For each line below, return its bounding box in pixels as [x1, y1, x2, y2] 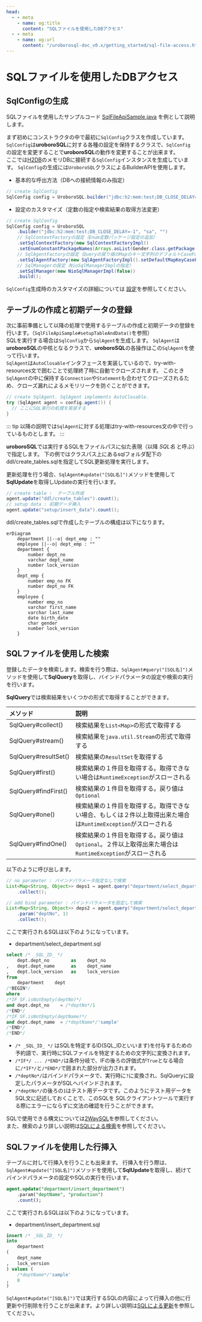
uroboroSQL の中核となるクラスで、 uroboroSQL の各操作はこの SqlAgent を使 [6, 345, 194, 352]
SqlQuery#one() [9, 810, 55, 818]
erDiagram [6, 531, 31, 537]
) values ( [6, 1266, 34, 1272]
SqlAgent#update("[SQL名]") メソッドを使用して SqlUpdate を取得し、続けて [6, 1166, 192, 1173]
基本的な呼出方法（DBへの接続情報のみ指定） [14, 176, 128, 184]
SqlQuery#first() [9, 768, 56, 776]
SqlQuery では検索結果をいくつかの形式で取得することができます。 [6, 693, 173, 700]
